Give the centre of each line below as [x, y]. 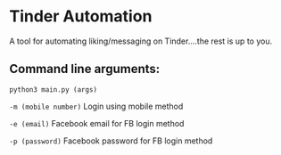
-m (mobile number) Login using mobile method [96, 106]
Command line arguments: [85, 69]
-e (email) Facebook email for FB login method [97, 123]
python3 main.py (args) [54, 90]
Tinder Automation [81, 16]
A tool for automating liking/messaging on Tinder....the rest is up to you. [141, 41]
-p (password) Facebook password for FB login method [111, 141]
